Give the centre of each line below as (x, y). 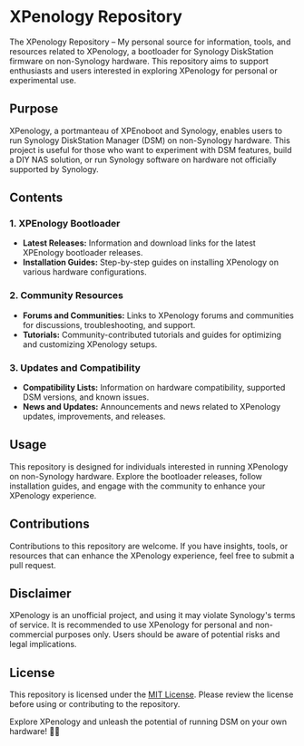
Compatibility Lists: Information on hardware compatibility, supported (154, 388)
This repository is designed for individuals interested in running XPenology (149, 466)
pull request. (33, 565)
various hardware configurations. (84, 272)
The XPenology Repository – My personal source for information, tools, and (150, 42)
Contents (36, 198)
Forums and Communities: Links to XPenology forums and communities (158, 315)
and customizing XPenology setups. (90, 344)
